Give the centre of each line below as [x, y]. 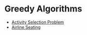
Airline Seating [26, 27]
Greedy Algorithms [43, 9]
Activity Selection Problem [38, 22]
